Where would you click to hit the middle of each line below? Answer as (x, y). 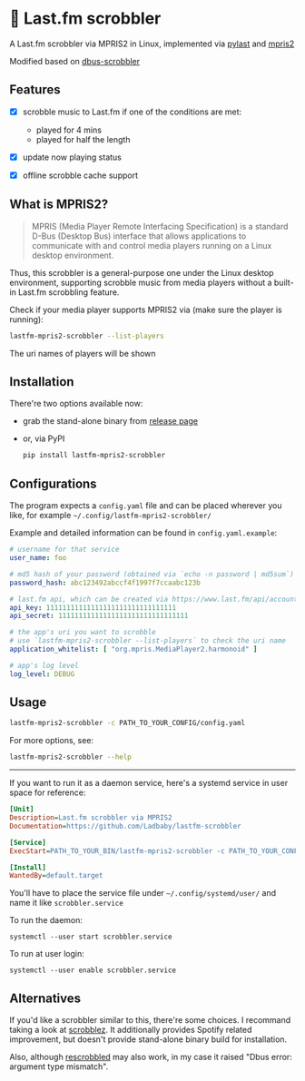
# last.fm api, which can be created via (89, 599)
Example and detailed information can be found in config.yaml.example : (143, 533)
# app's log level (44, 665)
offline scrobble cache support (80, 175)
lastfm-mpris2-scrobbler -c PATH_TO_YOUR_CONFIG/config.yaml (128, 723)
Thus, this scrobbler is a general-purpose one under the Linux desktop (142, 272)
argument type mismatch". (59, 1066)
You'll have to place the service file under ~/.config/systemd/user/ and (143, 893)
